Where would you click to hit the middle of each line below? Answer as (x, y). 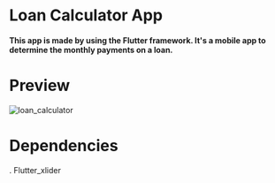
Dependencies (64, 145)
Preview (40, 85)
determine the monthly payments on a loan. (91, 50)
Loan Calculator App (86, 15)
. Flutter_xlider (35, 170)
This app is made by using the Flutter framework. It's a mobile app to (138, 40)
